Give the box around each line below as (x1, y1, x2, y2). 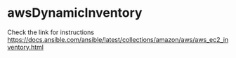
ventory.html (7, 43, 44, 51)
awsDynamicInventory (7, 5, 143, 21)
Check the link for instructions (7, 28, 95, 36)
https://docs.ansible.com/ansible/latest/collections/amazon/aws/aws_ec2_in (7, 35, 229, 43)
